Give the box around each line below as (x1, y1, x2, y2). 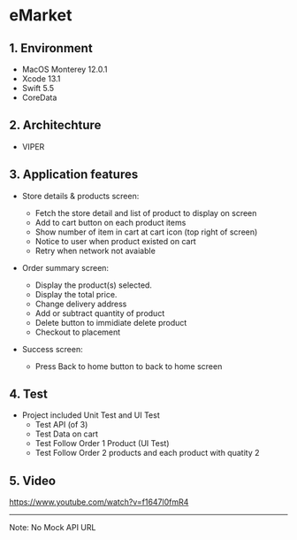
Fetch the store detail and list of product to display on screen (34, 207, 257, 218)
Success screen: (21, 343, 83, 354)
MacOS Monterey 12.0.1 (21, 64, 108, 74)
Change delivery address (34, 298, 127, 309)
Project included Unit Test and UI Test (21, 410, 161, 420)
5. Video (9, 473, 56, 488)
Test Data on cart (34, 428, 99, 439)
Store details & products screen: (21, 190, 140, 201)
